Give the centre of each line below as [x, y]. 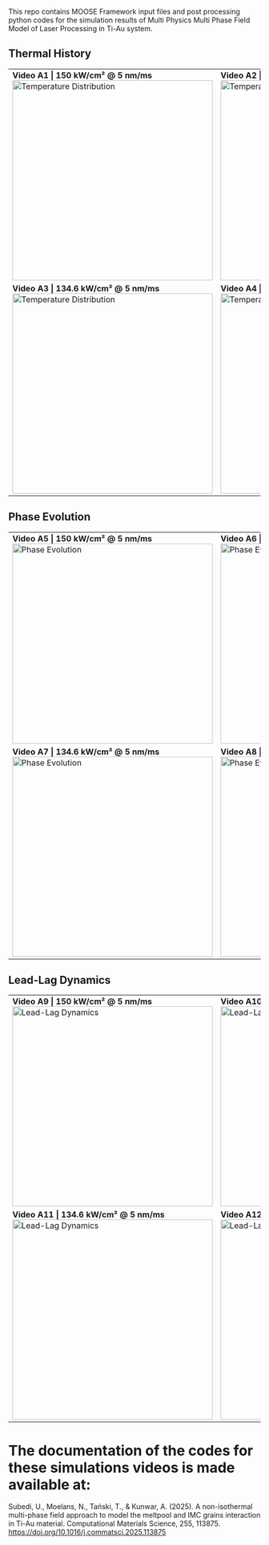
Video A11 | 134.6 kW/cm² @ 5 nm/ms [88, 1214]
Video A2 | [241, 75]
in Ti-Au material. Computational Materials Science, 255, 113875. [114, 1523]
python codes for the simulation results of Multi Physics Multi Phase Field [129, 20]
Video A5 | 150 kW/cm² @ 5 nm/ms [82, 538]
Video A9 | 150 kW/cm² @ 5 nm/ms [82, 1001]
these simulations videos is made [122, 1467]
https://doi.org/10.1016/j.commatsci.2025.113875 [87, 1532]
